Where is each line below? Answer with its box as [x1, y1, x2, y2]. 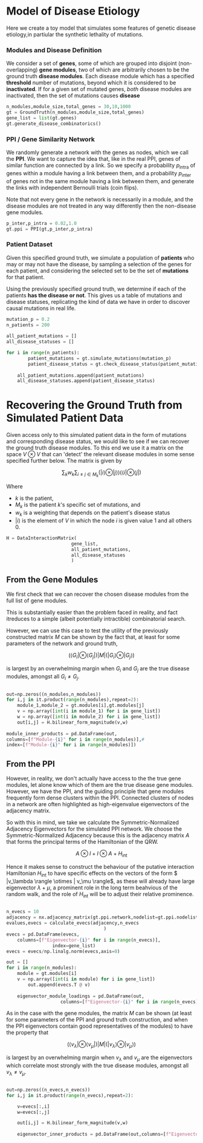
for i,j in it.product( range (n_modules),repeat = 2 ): [6, 696, 139, 703]
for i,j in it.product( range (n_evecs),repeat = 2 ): [6, 1092, 134, 1099]
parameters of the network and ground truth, [6, 640, 118, 647]
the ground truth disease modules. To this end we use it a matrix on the [6, 444, 184, 451]
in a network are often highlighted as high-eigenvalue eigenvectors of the [6, 801, 189, 808]
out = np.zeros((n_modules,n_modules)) [6, 691, 101, 697]
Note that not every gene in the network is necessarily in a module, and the [6, 195, 193, 203]
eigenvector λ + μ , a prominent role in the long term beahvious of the [6, 884, 178, 891]
